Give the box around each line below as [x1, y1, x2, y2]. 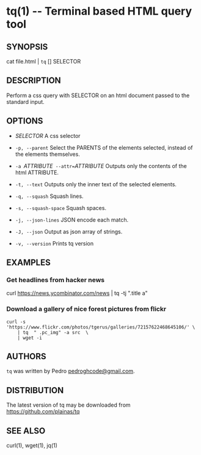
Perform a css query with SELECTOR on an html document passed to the [6, 92, 190, 99]
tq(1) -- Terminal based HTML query [6, 4, 192, 18]
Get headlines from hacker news [6, 275, 105, 284]
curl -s [6, 319, 26, 325]
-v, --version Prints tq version [15, 239, 94, 247]
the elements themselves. [15, 150, 81, 158]
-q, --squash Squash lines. [15, 192, 84, 200]
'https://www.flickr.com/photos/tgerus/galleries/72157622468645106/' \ [6, 324, 196, 330]
